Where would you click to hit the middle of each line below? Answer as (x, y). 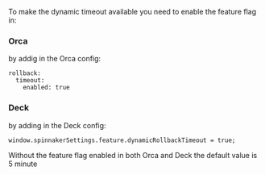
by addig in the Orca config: (55, 59)
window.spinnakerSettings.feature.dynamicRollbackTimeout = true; (122, 140)
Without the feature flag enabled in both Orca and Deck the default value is (133, 155)
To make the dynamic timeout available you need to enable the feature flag (132, 12)
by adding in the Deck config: (57, 125)
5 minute (23, 164)
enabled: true (46, 88)
